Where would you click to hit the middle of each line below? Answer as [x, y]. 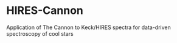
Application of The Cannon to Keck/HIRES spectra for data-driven [89, 27]
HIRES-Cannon [45, 11]
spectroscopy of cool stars [40, 33]
